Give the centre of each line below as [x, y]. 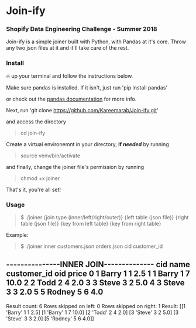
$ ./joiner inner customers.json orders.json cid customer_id [92, 246]
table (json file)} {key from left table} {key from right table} [91, 224]
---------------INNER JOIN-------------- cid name [98, 265]
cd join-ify [33, 133]
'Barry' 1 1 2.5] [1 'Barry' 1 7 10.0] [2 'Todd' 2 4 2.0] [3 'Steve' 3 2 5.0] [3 [92, 312]
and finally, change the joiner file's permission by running [75, 167]
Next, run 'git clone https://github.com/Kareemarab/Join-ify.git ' [82, 110]
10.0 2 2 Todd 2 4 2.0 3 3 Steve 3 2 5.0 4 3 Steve [96, 283]
